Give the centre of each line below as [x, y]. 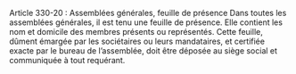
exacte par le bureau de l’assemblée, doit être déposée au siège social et [144, 51]
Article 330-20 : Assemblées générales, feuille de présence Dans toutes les [148, 13]
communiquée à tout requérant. [67, 60]
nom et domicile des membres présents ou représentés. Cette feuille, [136, 32]
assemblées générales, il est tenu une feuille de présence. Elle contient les [146, 22]
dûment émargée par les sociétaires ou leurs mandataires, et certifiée [137, 41]
